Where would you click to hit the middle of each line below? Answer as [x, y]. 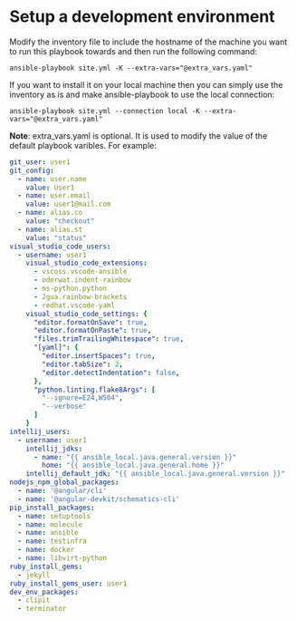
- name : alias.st [50, 229]
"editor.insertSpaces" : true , [99, 356]
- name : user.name [53, 179]
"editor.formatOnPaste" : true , [92, 331]
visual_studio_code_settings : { [86, 314]
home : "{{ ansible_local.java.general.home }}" [133, 465]
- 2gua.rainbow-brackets [80, 296]
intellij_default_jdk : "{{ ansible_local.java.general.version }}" [155, 474]
